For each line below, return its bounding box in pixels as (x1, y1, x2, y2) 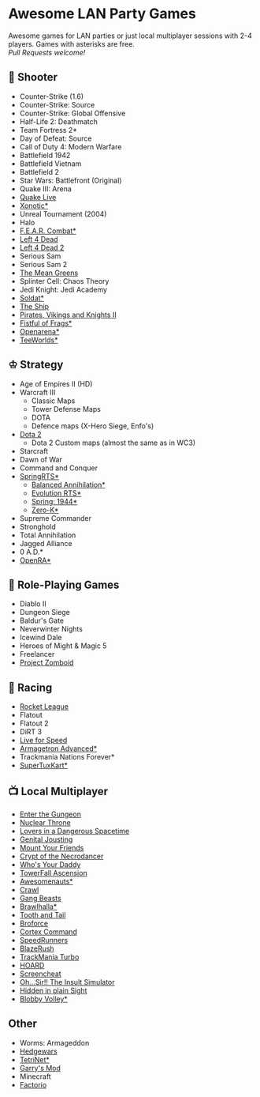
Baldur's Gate (19, 616, 65, 625)
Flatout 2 (19, 718, 49, 728)
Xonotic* (19, 201, 49, 210)
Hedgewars (19, 1046, 58, 1056)
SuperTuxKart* (19, 760, 69, 771)
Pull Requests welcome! (8, 47, 86, 57)
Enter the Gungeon (19, 809, 81, 819)
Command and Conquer (19, 463, 98, 473)
